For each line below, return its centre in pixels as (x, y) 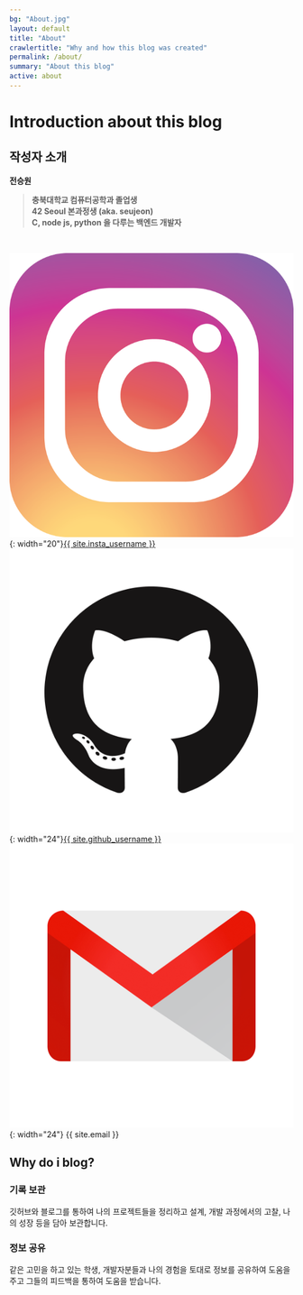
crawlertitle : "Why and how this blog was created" (108, 48)
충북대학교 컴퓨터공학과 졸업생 (84, 199)
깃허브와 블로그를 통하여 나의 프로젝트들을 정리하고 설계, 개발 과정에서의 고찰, (145, 1211)
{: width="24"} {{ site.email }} (64, 1134)
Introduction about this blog (116, 122)
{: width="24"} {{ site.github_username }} (86, 839)
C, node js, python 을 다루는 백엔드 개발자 (106, 222)
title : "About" (38, 38)
